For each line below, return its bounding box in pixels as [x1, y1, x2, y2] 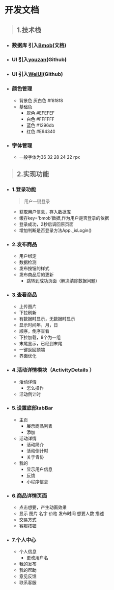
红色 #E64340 [26, 128, 56, 134]
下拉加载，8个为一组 [19, 334, 61, 340]
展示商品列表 [26, 423, 53, 429]
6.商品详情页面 [11, 492, 47, 499]
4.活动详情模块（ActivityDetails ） [11, 366, 95, 373]
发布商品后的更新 [19, 272, 54, 277]
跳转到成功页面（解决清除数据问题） [26, 277, 100, 283]
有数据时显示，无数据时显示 [19, 316, 76, 322]
